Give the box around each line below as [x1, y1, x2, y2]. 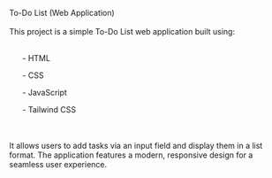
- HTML [21, 53, 51, 63]
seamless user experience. [9, 159, 108, 169]
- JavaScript [21, 88, 68, 97]
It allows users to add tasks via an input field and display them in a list [9, 141, 263, 151]
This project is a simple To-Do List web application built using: [9, 27, 236, 36]
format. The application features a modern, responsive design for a [9, 150, 253, 160]
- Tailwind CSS [21, 104, 77, 114]
